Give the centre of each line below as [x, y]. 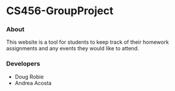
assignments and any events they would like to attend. [73, 48]
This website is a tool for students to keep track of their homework [87, 42]
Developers [23, 64]
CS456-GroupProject [60, 11]
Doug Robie [29, 77]
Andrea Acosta [33, 83]
